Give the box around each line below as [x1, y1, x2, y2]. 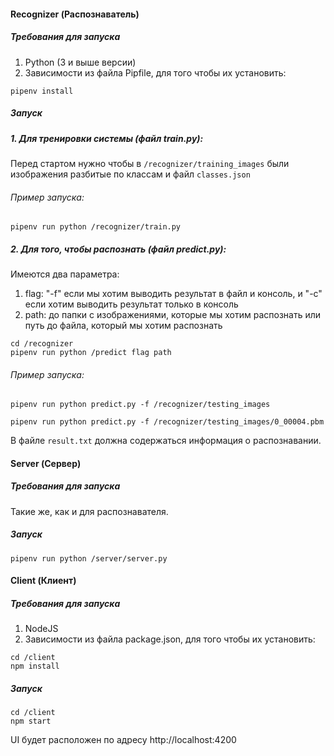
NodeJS [24, 623, 59, 635]
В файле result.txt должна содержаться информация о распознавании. [10, 435, 322, 447]
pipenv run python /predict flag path [10, 348, 172, 358]
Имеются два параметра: [10, 268, 120, 280]
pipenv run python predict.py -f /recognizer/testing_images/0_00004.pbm [10, 417, 325, 427]
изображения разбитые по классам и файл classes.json [10, 168, 251, 180]
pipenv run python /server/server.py [10, 553, 168, 564]
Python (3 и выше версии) [24, 56, 137, 68]
